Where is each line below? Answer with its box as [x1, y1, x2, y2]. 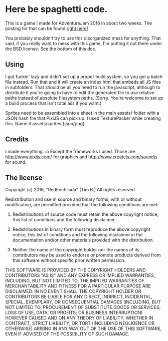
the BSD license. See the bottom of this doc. [5, 46, 97, 52]
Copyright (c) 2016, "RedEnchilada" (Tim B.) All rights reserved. [5, 187, 136, 193]
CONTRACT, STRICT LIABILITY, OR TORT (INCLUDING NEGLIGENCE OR [5, 320, 155, 326]
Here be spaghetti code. [5, 4, 108, 15]
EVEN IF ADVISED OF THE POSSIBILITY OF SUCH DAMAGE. [5, 331, 129, 337]
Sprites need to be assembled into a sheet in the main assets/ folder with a [5, 110, 159, 116]
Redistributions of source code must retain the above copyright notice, [12, 211, 159, 217]
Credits [5, 135, 29, 144]
